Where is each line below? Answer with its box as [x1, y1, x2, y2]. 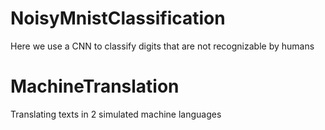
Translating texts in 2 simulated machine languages [10, 108, 222, 120]
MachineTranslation [10, 75, 180, 98]
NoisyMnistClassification [10, 7, 226, 30]
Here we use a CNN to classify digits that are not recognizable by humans [10, 40, 315, 52]
